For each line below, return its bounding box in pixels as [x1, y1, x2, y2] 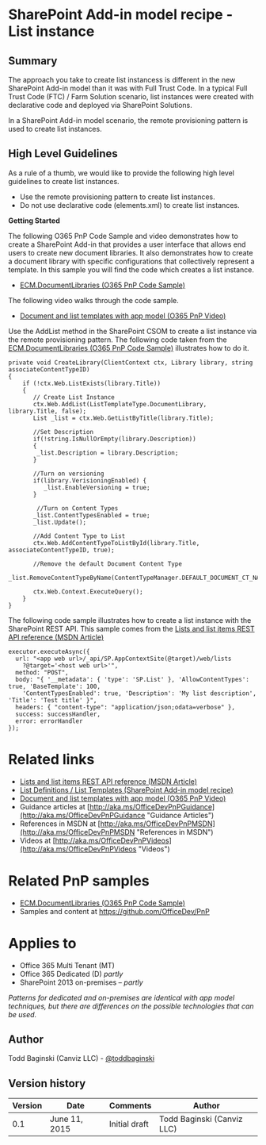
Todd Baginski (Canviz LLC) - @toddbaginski [8, 1054, 155, 1063]
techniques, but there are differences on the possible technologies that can [8, 1001, 255, 1011]
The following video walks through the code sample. [8, 295, 180, 305]
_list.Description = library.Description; [36, 448, 179, 457]
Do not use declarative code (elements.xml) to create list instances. [19, 200, 240, 209]
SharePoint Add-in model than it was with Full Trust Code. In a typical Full [8, 83, 248, 93]
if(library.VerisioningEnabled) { [32, 476, 147, 485]
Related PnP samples [8, 871, 150, 889]
